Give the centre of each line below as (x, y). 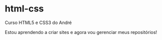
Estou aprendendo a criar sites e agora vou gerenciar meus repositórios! (81, 32)
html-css (24, 9)
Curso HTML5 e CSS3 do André (38, 22)
